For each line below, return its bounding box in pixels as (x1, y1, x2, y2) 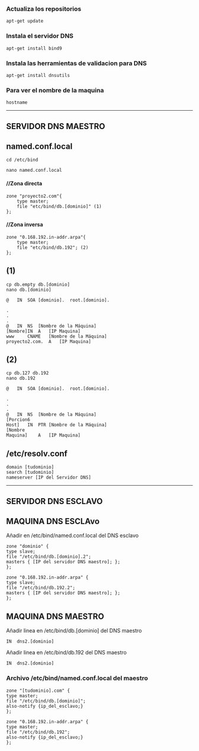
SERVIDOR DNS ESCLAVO (6, 496, 103, 506)
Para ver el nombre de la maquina (6, 86, 104, 94)
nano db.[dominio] (6, 287, 52, 293)
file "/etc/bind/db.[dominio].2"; (6, 554, 92, 560)
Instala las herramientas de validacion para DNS (6, 59, 147, 67)
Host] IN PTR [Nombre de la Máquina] (6, 422, 108, 428)
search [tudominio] (6, 470, 54, 476)
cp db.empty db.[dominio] (6, 281, 70, 287)
